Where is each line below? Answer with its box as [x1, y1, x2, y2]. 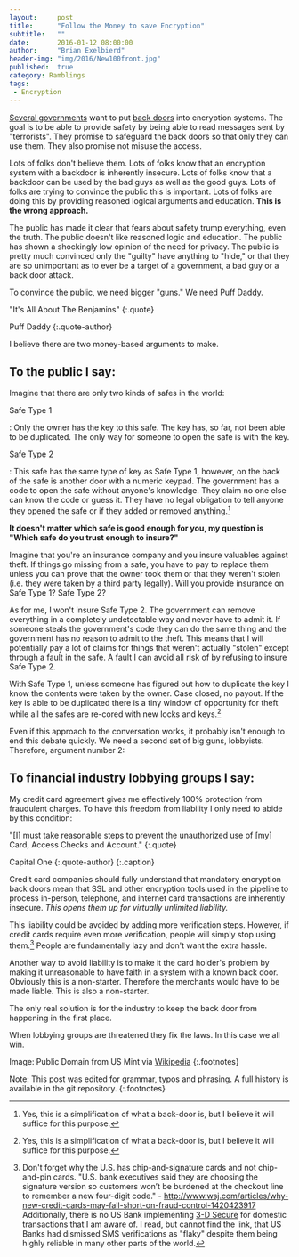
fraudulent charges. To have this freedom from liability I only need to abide [9, 803, 283, 815]
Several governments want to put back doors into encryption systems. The [9, 112, 283, 123]
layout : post [9, 12, 74, 22]
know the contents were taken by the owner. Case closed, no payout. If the [9, 687, 285, 699]
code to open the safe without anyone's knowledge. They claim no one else [9, 485, 287, 496]
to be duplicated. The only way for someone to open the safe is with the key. [9, 432, 290, 442]
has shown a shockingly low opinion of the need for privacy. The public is [9, 241, 279, 252]
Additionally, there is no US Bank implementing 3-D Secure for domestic [21, 1210, 287, 1221]
